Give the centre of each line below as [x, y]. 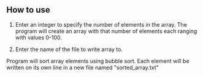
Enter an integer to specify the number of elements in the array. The [101, 24]
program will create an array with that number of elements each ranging [106, 31]
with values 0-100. [39, 37]
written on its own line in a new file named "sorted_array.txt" [82, 67]
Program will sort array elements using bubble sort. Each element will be [98, 61]
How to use [28, 10]
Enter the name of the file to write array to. [69, 49]
